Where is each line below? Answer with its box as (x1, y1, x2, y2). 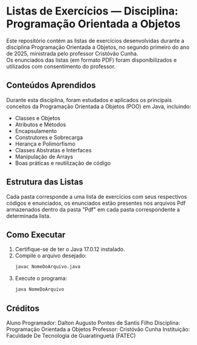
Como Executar (6, 230, 66, 240)
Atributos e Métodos (15, 121, 66, 128)
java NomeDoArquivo (15, 286, 65, 292)
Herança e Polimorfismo (15, 140, 76, 147)
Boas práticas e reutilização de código (15, 159, 111, 167)
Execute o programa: (15, 275, 68, 282)
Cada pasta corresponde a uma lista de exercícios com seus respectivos (6, 193, 187, 200)
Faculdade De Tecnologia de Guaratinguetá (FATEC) (6, 332, 136, 339)
